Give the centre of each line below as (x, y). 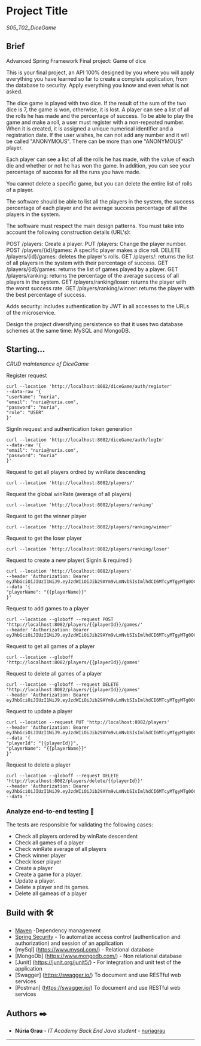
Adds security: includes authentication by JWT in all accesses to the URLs (98, 306)
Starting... (26, 349)
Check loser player (38, 861)
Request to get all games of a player (51, 646)
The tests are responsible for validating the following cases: (80, 825)
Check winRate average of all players (60, 849)
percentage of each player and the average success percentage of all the (97, 208)
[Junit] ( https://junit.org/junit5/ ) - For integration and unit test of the (98, 962)
